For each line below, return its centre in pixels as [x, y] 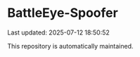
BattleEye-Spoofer [63, 13]
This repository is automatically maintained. [70, 46]
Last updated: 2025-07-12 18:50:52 [59, 32]
